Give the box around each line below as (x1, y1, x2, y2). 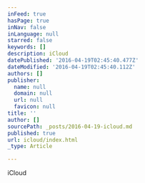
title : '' (7, 110, 37, 117)
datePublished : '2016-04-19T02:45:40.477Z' (7, 57, 139, 64)
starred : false (7, 37, 53, 44)
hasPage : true (7, 17, 50, 24)
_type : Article (7, 143, 53, 150)
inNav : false (7, 23, 46, 31)
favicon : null (14, 103, 56, 110)
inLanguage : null (7, 30, 59, 38)
